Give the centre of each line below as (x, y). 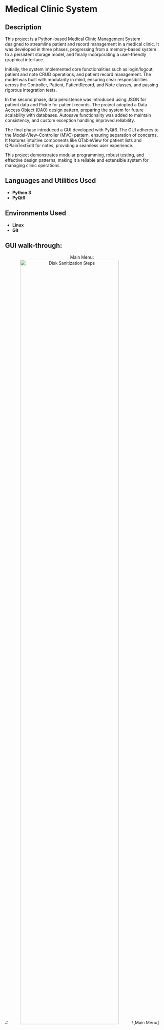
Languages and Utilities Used (51, 181)
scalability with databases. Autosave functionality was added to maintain (78, 115)
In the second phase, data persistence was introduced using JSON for (76, 99)
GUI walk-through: (34, 246)
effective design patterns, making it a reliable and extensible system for (77, 160)
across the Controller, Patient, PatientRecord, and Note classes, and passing (82, 85)
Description (23, 27)
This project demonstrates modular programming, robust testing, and (74, 155)
